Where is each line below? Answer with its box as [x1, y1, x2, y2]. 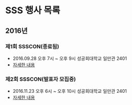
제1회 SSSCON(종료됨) [5, 43, 59, 50]
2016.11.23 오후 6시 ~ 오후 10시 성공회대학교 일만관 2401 [12, 88, 127, 94]
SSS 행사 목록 [5, 5, 60, 16]
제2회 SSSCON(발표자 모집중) [5, 76, 76, 83]
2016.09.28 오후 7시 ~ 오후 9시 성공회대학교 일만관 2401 [12, 55, 127, 61]
